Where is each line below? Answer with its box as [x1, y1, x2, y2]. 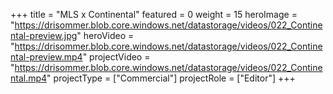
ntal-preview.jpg [10, 30, 78, 41]
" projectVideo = [82, 51, 151, 63]
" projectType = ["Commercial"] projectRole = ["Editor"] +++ [46, 72, 296, 84]
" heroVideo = [76, 30, 135, 41]
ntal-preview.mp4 [10, 51, 83, 63]
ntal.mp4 [10, 72, 48, 84]
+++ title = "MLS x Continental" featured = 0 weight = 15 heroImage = [10, 9, 298, 20]
